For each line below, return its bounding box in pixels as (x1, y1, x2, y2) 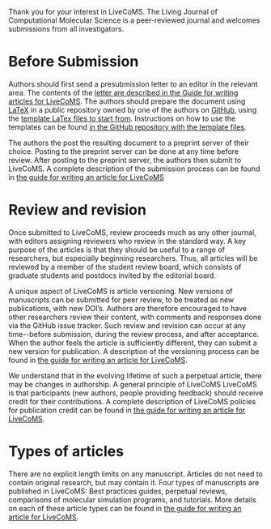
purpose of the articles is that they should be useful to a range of (8, 245, 225, 254)
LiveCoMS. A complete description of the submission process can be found (8, 164, 260, 173)
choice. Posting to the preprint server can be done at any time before (8, 146, 239, 156)
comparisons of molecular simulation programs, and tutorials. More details (8, 494, 256, 505)
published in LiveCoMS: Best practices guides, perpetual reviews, (8, 486, 228, 496)
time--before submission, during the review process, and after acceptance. (8, 329, 260, 339)
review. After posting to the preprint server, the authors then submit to (8, 155, 242, 164)
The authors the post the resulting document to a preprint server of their (8, 138, 249, 147)
